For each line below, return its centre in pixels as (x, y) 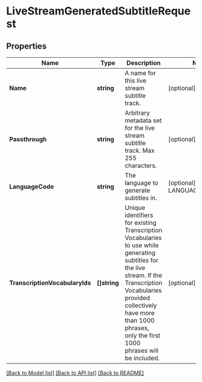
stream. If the (143, 275)
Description (143, 63)
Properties (26, 46)
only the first (142, 335)
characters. (141, 165)
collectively (141, 305)
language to (142, 183)
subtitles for (142, 260)
